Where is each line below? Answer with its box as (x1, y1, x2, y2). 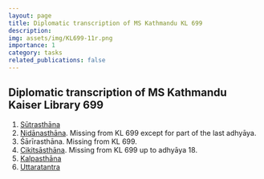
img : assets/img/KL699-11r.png (8, 34, 113, 42)
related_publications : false (8, 57, 106, 65)
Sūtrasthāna (19, 119, 61, 129)
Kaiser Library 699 (8, 98, 104, 112)
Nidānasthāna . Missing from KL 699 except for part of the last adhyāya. (19, 128, 257, 137)
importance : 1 (8, 42, 56, 50)
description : (8, 26, 52, 34)
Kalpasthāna (19, 153, 62, 163)
